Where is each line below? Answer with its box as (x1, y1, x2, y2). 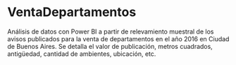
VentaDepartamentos (7, 4, 137, 20)
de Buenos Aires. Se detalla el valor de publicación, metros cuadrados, (7, 42, 213, 50)
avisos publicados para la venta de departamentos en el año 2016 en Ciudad (7, 34, 230, 43)
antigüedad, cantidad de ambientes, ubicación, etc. (7, 50, 156, 58)
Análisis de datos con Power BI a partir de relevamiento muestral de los (7, 27, 214, 36)
